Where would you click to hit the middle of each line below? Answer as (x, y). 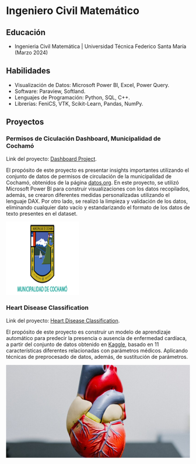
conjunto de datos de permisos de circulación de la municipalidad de (89, 176)
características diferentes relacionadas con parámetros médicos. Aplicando (97, 350)
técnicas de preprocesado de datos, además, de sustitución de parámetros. (97, 356)
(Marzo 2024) (31, 53)
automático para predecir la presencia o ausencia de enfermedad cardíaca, (97, 338)
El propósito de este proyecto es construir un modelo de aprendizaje (88, 332)
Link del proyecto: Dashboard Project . (52, 158)
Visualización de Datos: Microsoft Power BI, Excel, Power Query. (92, 85)
